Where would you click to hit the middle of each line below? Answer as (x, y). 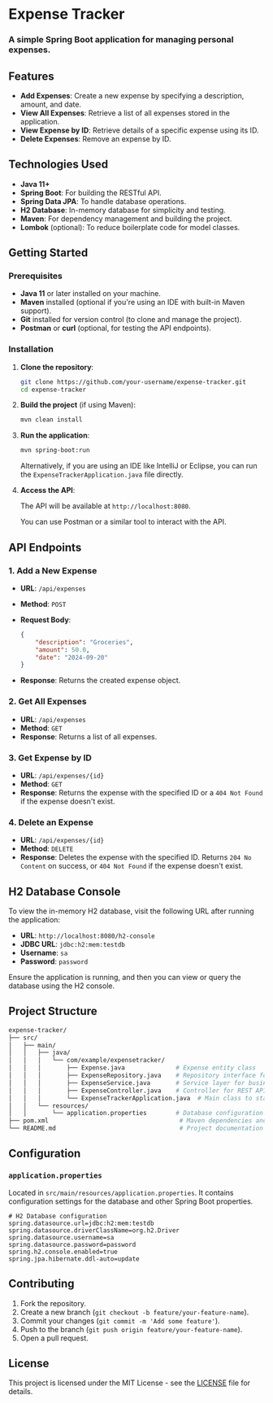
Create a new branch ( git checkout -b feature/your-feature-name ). (134, 1312)
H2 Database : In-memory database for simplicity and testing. (123, 210)
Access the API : (48, 490)
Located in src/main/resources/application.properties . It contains (121, 1192)
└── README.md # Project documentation (136, 1128)
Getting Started (48, 253)
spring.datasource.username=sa (61, 1237)
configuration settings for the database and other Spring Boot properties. (131, 1201)
